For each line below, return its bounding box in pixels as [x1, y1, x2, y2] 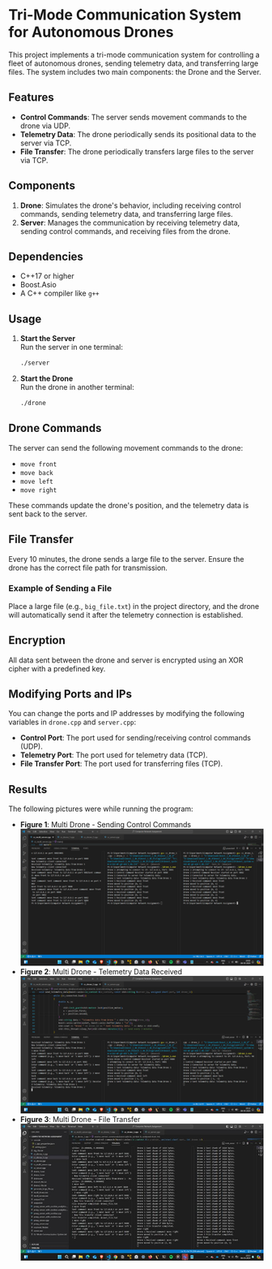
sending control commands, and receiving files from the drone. [19, 226, 231, 236]
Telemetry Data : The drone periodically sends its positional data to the [19, 129, 257, 139]
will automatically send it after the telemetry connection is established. [8, 610, 244, 619]
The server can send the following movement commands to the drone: [8, 442, 244, 452]
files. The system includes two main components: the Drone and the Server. [8, 67, 261, 76]
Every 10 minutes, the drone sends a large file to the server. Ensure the [8, 554, 244, 563]
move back [19, 468, 54, 477]
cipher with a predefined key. [8, 663, 106, 673]
